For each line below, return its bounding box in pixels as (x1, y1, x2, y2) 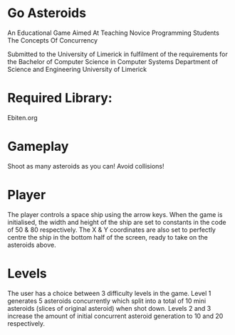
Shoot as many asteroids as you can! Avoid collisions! (7, 161, 164, 170)
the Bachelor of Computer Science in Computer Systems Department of (7, 57, 219, 65)
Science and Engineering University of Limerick (7, 65, 147, 73)
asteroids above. (7, 240, 56, 249)
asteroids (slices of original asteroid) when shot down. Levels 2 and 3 (7, 304, 211, 312)
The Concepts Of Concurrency (7, 36, 98, 44)
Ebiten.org (7, 113, 38, 122)
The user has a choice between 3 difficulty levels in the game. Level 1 (7, 289, 211, 297)
